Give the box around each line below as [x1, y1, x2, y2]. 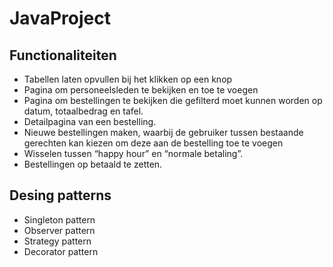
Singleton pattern [23, 213, 96, 226]
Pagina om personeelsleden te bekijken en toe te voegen [23, 84, 259, 96]
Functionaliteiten [9, 47, 117, 64]
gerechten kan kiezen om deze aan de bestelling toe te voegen [23, 137, 284, 149]
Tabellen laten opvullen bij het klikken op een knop [23, 73, 233, 85]
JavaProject [9, 7, 111, 30]
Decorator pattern [23, 245, 99, 257]
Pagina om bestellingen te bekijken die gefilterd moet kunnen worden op [23, 95, 323, 106]
